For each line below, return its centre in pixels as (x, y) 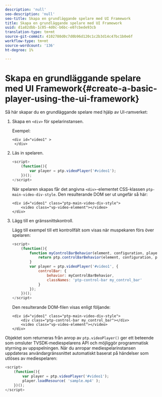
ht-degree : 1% (19, 50)
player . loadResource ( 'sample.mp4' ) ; (61, 381)
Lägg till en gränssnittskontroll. (43, 220)
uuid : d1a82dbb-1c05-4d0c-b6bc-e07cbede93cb (51, 28)
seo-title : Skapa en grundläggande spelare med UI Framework (68, 18)
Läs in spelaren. (28, 153)
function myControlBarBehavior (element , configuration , (87, 253)
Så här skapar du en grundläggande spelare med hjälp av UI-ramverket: (76, 112)
